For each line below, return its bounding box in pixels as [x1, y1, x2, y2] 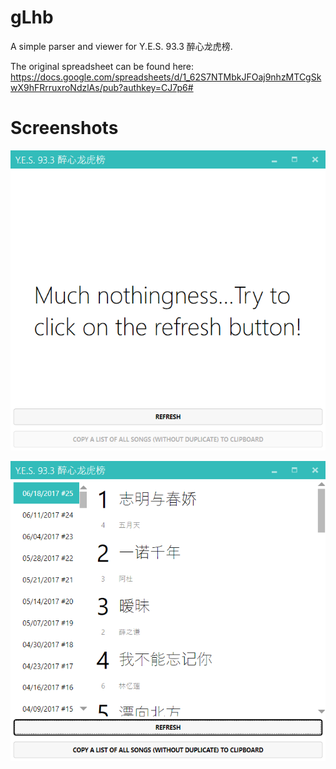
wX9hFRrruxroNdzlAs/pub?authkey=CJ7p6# [10, 81, 194, 93]
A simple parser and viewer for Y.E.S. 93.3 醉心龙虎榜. [10, 40, 233, 52]
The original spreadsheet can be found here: [10, 60, 195, 72]
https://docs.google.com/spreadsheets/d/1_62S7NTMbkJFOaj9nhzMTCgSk [10, 71, 322, 83]
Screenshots [10, 117, 119, 140]
